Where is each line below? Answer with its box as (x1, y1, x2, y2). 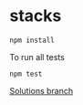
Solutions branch (9, 85, 74, 96)
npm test (9, 69, 43, 79)
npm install (9, 36, 55, 45)
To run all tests (9, 51, 66, 62)
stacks (9, 5, 62, 26)
